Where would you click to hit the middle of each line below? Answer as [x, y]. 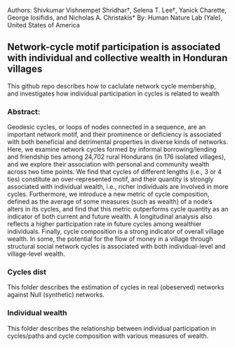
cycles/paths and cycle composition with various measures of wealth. [108, 336]
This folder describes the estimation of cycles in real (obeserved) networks [116, 287]
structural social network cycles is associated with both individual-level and [116, 247]
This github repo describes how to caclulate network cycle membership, [112, 86]
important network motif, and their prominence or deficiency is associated [114, 135]
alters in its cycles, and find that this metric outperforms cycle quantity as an [118, 209]
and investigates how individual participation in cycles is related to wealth [113, 93]
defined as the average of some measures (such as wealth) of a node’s [110, 202]
